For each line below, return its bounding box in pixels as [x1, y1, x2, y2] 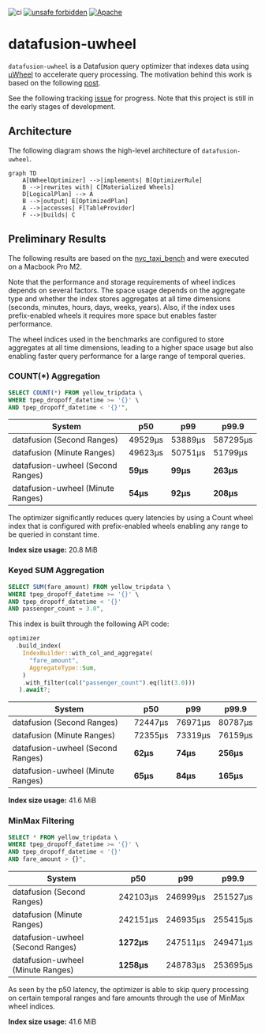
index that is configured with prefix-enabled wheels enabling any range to [8, 522, 248, 531]
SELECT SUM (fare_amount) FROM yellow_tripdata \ [8, 583, 171, 591]
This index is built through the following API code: [8, 619, 170, 628]
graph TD [8, 169, 37, 177]
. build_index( [15, 642, 62, 650]
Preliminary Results [8, 232, 106, 246]
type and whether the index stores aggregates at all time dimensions [8, 293, 231, 304]
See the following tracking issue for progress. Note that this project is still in [8, 93, 254, 103]
